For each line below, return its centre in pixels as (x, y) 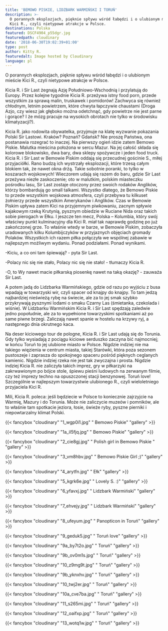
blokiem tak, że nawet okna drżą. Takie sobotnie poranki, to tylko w (74, 169)
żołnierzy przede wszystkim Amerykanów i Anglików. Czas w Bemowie (78, 201)
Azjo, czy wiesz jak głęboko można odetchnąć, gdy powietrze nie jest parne (83, 111)
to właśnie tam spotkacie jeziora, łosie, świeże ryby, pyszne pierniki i (76, 407)
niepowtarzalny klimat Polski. (35, 413)
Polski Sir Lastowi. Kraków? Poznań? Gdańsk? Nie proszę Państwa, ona (79, 137)
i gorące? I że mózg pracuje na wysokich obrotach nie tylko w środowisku (81, 117)
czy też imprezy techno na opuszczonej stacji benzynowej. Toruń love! (78, 376)
